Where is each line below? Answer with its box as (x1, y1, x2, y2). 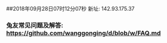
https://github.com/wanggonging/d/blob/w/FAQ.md (6, 29, 161, 37)
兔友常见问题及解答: (6, 21, 64, 29)
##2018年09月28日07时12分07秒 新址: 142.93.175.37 (6, 5, 135, 12)
